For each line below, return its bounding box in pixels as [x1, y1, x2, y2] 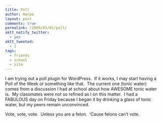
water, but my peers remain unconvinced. [5, 102, 90, 108]
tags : [5, 48, 16, 53]
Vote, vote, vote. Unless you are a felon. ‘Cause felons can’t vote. [5, 111, 140, 117]
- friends [9, 53, 30, 58]
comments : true [5, 21, 36, 26]
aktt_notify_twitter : [5, 30, 50, 35]
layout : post [5, 16, 32, 21]
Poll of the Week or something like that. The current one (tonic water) [5, 81, 147, 87]
